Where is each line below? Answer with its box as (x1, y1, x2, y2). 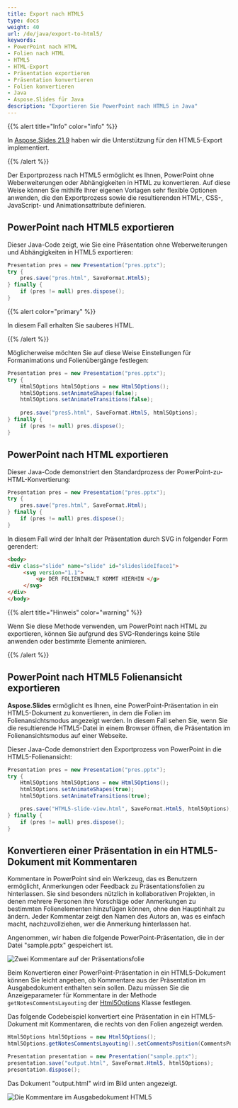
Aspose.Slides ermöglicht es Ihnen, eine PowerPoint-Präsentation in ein (7, 701, 219, 710)
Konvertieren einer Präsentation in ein (7, 844, 179, 856)
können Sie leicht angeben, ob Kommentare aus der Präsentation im (7, 976, 206, 985)
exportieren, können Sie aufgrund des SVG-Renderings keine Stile (7, 629, 200, 638)
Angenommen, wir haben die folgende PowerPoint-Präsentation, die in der (7, 934, 225, 942)
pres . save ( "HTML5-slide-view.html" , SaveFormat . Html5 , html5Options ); (20, 805, 233, 812)
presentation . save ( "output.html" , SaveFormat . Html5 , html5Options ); (7, 1060, 214, 1067)
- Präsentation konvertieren (7, 76, 93, 84)
